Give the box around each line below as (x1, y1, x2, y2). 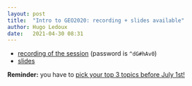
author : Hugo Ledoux (7, 23, 68, 30)
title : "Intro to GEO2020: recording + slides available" (7, 17, 185, 24)
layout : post (7, 10, 46, 18)
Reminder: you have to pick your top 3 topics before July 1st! (7, 70, 186, 79)
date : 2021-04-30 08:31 (7, 30, 83, 37)
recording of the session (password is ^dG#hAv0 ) (17, 49, 157, 58)
